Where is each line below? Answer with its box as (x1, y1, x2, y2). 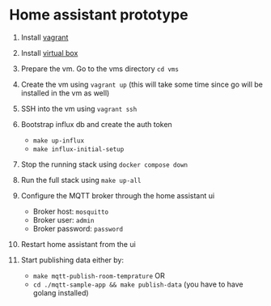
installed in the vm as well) (20, 87, 110, 98)
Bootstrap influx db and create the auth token (20, 119, 172, 129)
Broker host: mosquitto (32, 206, 108, 216)
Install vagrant (20, 32, 69, 42)
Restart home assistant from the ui (20, 239, 136, 249)
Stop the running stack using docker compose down (20, 159, 188, 169)
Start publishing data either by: (20, 255, 125, 265)
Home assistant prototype (9, 6, 188, 24)
